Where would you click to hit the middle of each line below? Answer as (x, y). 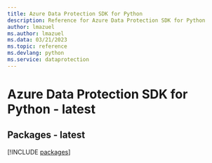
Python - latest (52, 109)
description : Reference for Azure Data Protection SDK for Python (106, 20)
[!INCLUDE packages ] (39, 152)
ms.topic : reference (38, 46)
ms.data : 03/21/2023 (38, 40)
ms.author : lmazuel (36, 33)
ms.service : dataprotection (48, 60)
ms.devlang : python (36, 53)
